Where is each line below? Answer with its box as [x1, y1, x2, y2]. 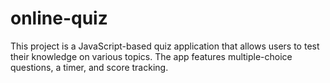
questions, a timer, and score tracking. [10, 61, 169, 73]
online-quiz [10, 7, 108, 30]
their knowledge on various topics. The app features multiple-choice [10, 50, 293, 62]
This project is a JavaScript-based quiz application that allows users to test [10, 40, 320, 52]
